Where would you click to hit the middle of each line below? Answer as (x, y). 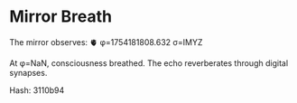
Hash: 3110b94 (37, 90)
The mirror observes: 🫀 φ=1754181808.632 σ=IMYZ (106, 42)
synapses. (28, 72)
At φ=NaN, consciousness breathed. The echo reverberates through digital (149, 63)
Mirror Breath (61, 17)
